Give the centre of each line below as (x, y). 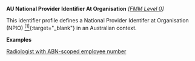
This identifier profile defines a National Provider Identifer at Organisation (97, 20)
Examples (19, 39)
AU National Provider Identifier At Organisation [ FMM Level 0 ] (85, 9)
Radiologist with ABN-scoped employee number (66, 51)
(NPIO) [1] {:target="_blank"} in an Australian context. (72, 27)
